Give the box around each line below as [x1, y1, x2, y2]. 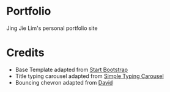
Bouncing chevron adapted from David [15, 79, 113, 86]
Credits [6, 46, 45, 60]
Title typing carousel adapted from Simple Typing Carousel [15, 72, 164, 80]
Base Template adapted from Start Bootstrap [15, 66, 128, 73]
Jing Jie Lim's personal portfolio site [6, 24, 98, 32]
